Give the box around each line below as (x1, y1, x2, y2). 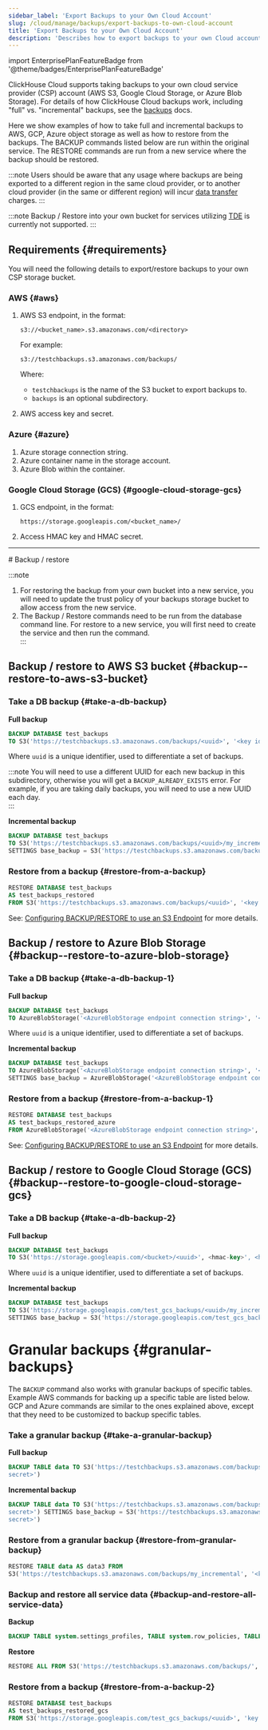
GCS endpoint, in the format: (19, 502, 114, 511)
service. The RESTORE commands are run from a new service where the (8, 146, 247, 156)
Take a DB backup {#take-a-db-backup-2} (8, 1212, 176, 1223)
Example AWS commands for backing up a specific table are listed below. (8, 1392, 250, 1402)
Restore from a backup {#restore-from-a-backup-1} (8, 1092, 214, 1104)
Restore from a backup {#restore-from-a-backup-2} (8, 1681, 215, 1692)
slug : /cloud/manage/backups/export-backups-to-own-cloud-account (8, 19, 234, 27)
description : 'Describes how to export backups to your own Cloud (8, 34, 234, 42)
